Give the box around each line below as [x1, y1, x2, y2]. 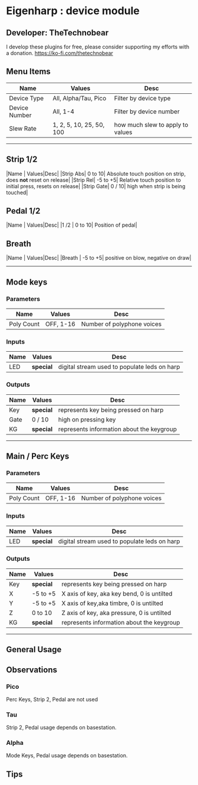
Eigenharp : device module [6, 4, 140, 18]
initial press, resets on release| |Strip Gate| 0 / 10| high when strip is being [6, 182, 186, 189]
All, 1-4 [52, 107, 75, 116]
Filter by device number [114, 107, 180, 116]
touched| [6, 189, 28, 196]
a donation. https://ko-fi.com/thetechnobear [6, 50, 114, 57]
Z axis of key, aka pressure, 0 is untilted [61, 609, 171, 617]
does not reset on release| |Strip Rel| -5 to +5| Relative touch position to [6, 176, 181, 184]
